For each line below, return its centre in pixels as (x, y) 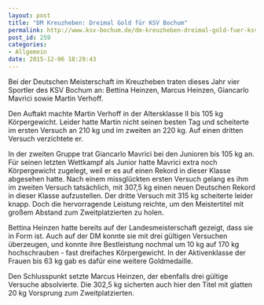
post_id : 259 (29, 37)
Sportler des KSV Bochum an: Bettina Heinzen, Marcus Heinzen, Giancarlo (128, 90)
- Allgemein (27, 52)
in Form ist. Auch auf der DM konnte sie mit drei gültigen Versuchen (118, 236)
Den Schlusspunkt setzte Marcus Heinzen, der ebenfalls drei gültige (118, 276)
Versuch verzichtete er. (46, 138)
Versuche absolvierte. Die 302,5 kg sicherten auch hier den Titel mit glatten (130, 285)
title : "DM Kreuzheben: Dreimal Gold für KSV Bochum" (98, 23)
